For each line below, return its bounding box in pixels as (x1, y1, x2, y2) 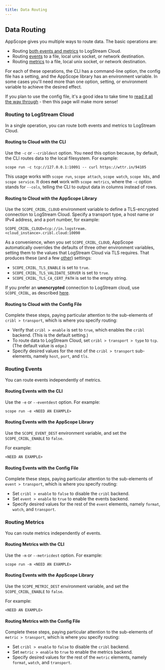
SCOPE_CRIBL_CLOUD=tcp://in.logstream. (5, 226, 87, 231)
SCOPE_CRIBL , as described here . (5, 290, 70, 296)
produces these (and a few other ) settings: (5, 255, 92, 261)
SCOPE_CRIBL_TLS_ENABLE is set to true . (12, 265, 90, 271)
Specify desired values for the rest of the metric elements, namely (12, 654, 147, 660)
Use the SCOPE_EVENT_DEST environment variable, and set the (5, 430, 127, 436)
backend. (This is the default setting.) (12, 332, 89, 338)
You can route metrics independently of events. (5, 530, 102, 536)
